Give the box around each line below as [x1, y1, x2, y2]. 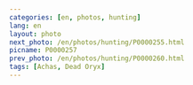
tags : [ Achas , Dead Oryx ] [9, 63, 105, 72]
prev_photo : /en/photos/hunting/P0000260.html [9, 54, 185, 63]
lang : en [9, 21, 42, 30]
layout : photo [9, 29, 62, 38]
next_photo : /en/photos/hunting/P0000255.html [9, 37, 185, 47]
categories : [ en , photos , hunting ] [9, 12, 141, 22]
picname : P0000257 [9, 46, 77, 55]
